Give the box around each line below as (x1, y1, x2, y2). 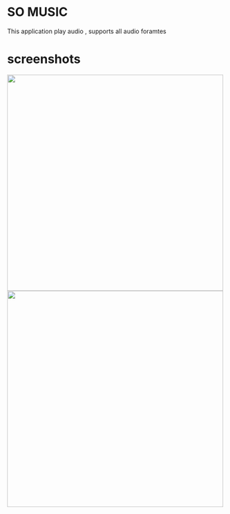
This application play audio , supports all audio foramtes (7, 27, 167, 35)
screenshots (7, 51, 81, 67)
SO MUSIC (7, 4, 68, 20)
